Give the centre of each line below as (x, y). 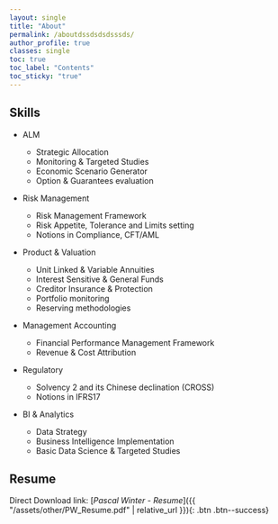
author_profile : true (50, 43)
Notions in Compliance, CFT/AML (98, 234)
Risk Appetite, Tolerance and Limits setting (115, 225)
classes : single (40, 51)
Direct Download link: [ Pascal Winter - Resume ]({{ (103, 501)
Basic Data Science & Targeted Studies (108, 450)
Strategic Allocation (72, 152)
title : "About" (38, 26)
